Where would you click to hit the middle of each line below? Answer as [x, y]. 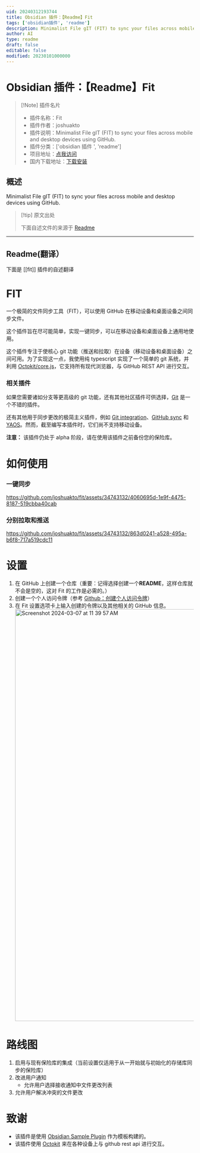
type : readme [22, 39]
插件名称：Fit [46, 117]
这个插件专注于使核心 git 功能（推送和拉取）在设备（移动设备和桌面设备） [97, 352]
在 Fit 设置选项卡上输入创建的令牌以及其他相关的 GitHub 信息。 [92, 606]
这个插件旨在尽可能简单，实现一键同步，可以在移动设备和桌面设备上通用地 [97, 331]
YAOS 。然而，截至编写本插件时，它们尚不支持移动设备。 [76, 425]
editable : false [26, 51]
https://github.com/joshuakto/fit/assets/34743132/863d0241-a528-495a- [97, 533]
